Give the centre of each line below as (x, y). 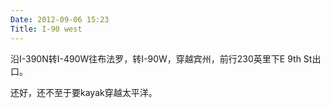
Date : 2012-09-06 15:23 (60, 19)
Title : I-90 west (46, 29)
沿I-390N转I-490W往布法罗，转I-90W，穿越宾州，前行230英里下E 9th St (161, 58)
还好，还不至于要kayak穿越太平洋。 (84, 92)
